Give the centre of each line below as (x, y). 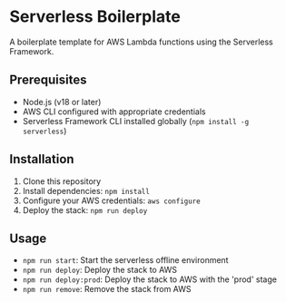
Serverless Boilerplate (95, 17)
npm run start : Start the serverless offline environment (125, 260)
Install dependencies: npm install (86, 190)
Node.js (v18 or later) (62, 102)
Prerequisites (48, 80)
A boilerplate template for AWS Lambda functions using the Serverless (142, 42)
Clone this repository (62, 181)
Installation (42, 159)
